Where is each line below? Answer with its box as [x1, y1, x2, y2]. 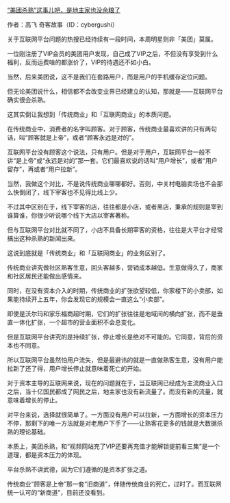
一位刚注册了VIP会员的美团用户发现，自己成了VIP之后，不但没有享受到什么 [7, 50, 218, 57]
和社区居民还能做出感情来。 [7, 272, 86, 280]
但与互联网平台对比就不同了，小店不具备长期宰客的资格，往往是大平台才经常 [7, 226, 223, 234]
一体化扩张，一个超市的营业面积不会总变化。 [12, 318, 139, 326]
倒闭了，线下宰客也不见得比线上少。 [18, 188, 121, 196]
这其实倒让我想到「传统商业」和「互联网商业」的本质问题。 [7, 110, 175, 118]
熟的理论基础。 [7, 428, 49, 436]
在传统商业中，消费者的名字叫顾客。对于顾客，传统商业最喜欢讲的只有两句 [7, 125, 217, 133]
